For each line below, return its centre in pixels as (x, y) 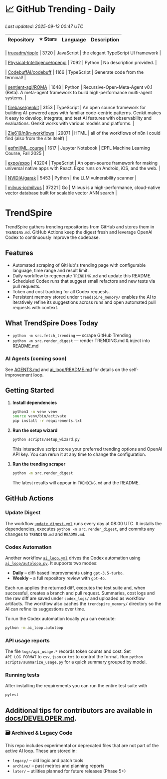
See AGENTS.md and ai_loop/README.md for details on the (67, 370)
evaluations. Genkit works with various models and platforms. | (70, 123)
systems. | (16, 98)
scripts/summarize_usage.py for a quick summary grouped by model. (76, 662)
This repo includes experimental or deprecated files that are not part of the (82, 745)
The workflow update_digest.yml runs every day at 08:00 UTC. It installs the (83, 523)
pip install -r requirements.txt (47, 421)
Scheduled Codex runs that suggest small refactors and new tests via (84, 281)
